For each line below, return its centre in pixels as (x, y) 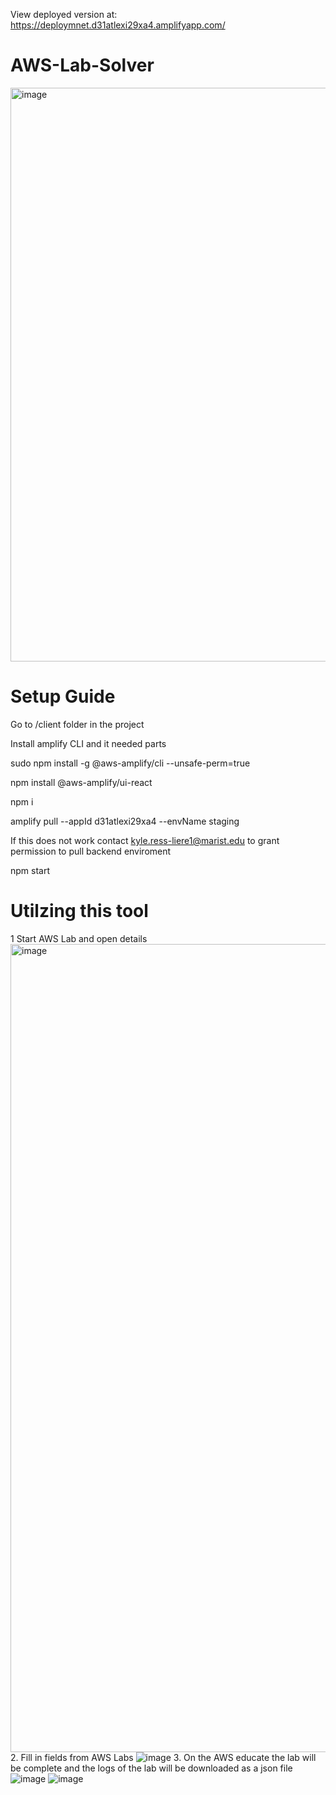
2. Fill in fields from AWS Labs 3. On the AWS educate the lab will (163, 1757)
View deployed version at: (64, 14)
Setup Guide (63, 696)
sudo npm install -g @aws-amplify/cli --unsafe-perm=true (130, 763)
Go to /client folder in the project (77, 724)
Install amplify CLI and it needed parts (88, 743)
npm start (30, 870)
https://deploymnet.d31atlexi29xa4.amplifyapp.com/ (118, 25)
